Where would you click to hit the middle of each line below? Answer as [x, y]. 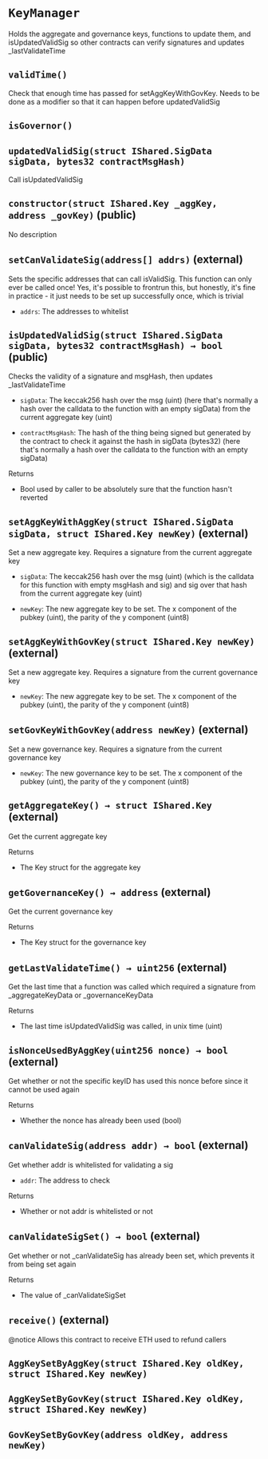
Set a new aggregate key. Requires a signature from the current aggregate [130, 553]
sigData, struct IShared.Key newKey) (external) [128, 533]
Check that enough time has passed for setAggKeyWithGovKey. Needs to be [134, 93]
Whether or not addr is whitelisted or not [86, 1211]
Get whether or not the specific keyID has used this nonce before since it [128, 1081]
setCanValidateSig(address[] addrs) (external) [126, 260]
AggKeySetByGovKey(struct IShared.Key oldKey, [126, 1399]
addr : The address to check [65, 1180]
